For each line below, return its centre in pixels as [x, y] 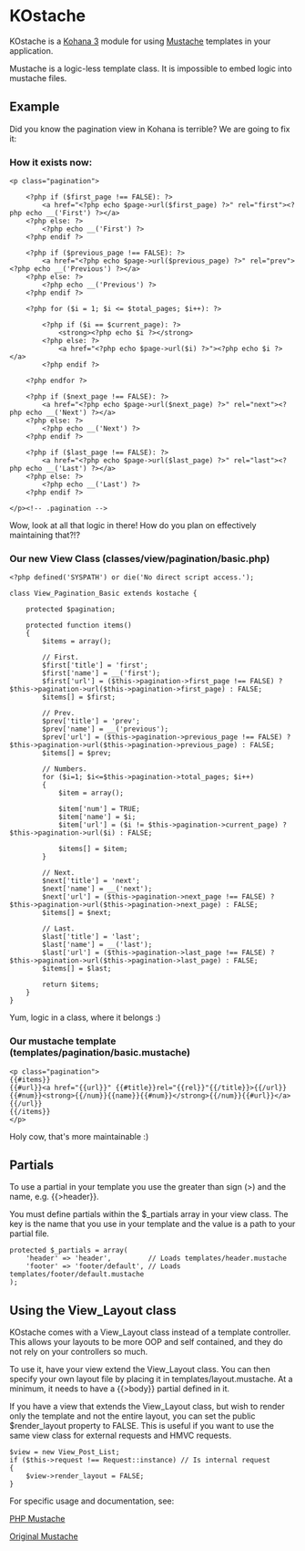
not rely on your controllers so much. [79, 1352]
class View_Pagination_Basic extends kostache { [103, 594]
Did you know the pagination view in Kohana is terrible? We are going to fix [150, 129]
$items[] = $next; [77, 913]
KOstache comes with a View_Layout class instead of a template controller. [150, 1332]
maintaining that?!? [45, 536]
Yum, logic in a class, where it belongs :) [85, 1017]
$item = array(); [91, 793]
